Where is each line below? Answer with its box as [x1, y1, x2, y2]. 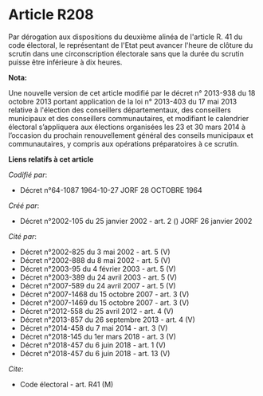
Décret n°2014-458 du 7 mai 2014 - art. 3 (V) [19, 323, 168, 332]
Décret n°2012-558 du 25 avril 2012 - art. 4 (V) [19, 306, 174, 316]
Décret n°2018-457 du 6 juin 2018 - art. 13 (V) [19, 348, 171, 358]
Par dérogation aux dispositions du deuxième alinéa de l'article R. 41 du [8, 32, 243, 41]
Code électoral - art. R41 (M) [19, 379, 114, 389]
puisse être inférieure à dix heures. [8, 57, 123, 67]
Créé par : [8, 201, 40, 210]
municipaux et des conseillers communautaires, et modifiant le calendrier [8, 113, 249, 123]
